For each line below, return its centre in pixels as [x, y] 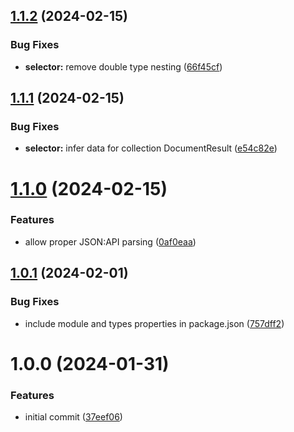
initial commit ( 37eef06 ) [73, 417]
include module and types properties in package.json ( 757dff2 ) [154, 323]
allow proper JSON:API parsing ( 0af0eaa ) [110, 241]
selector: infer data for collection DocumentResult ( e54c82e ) [151, 148]
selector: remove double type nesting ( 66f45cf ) [123, 66]
